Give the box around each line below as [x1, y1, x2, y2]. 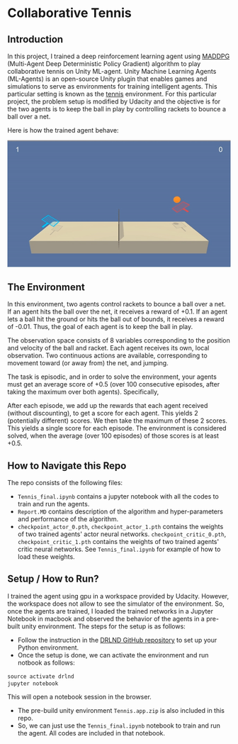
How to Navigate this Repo [7, 460, 127, 472]
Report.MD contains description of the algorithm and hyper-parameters [17, 507, 223, 516]
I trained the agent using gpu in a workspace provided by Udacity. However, [7, 592, 229, 600]
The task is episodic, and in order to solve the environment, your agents [7, 372, 217, 381]
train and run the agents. [17, 500, 90, 509]
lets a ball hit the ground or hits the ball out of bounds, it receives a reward [7, 315, 225, 323]
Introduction [7, 33, 64, 45]
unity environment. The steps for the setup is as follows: [21, 622, 186, 631]
